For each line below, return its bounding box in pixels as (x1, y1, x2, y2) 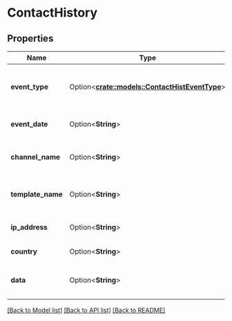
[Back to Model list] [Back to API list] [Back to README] (7, 306, 166, 314)
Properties (7, 33, 54, 44)
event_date (10, 119, 48, 129)
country (10, 247, 38, 256)
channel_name (10, 153, 61, 162)
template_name (10, 189, 64, 199)
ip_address (10, 223, 48, 232)
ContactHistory (7, 5, 98, 21)
